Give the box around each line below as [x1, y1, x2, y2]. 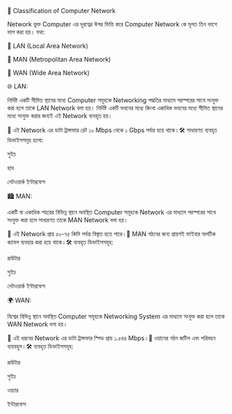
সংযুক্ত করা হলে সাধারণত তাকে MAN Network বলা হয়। [7, 216, 129, 224]
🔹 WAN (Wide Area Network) [7, 69, 90, 76]
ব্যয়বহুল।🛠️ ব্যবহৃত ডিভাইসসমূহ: [7, 342, 74, 350]
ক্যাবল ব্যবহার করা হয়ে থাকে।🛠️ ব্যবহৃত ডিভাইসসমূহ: [7, 238, 114, 246]
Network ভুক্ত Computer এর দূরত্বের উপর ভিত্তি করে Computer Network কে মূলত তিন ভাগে [7, 20, 217, 28]
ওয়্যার [7, 386, 19, 394]
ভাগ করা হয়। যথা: [7, 28, 45, 36]
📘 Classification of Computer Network [7, 7, 116, 15]
